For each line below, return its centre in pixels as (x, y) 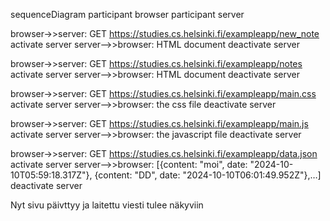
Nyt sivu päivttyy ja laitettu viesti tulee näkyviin (107, 205)
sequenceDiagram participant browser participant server (127, 14)
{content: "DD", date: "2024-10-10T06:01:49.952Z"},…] (208, 175)
